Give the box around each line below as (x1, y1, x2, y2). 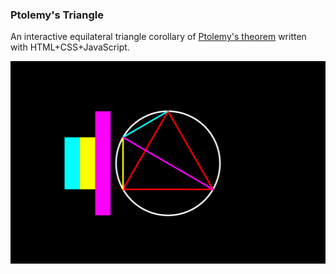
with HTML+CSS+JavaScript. (10, 41, 130, 53)
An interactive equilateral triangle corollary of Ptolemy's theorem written (10, 31, 307, 43)
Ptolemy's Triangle (10, 8, 104, 22)
